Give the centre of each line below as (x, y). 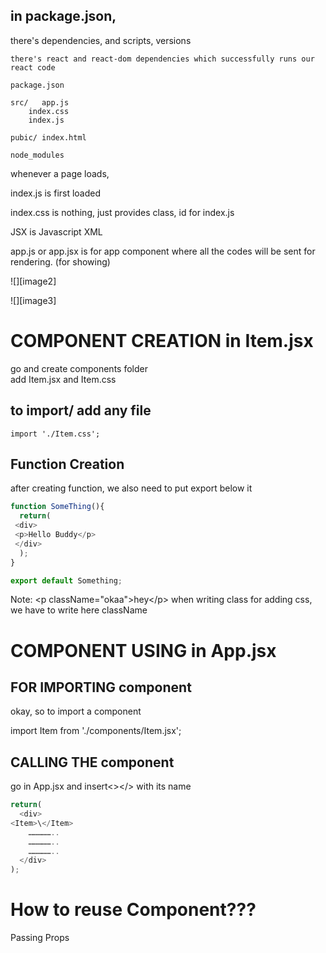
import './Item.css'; (55, 434)
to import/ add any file (81, 410)
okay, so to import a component (76, 711)
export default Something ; (66, 580)
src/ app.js (40, 102)
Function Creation (67, 464)
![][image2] (33, 281)
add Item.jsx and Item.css (63, 379)
